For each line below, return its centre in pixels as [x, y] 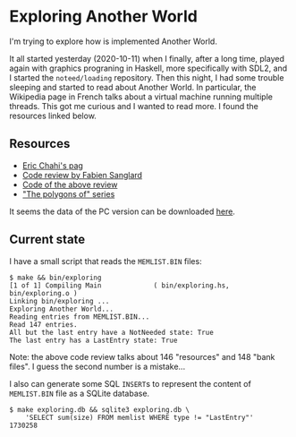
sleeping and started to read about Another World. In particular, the [133, 87]
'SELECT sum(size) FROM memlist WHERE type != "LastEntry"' [140, 417]
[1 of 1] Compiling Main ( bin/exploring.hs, [119, 285]
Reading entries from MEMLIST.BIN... [80, 317]
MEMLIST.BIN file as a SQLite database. [80, 393]
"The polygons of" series [68, 193]
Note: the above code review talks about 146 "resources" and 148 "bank [142, 356]
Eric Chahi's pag [52, 165]
